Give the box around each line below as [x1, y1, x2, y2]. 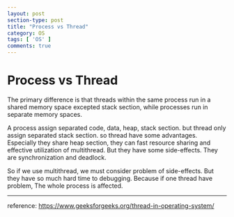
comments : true [7, 42, 52, 49]
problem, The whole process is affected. [7, 182, 123, 190]
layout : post [7, 10, 45, 17]
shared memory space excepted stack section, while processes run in [7, 102, 208, 111]
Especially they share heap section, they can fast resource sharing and [7, 138, 211, 147]
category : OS [7, 29, 45, 37]
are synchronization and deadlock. [7, 153, 107, 161]
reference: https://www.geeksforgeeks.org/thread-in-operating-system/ [7, 201, 214, 209]
